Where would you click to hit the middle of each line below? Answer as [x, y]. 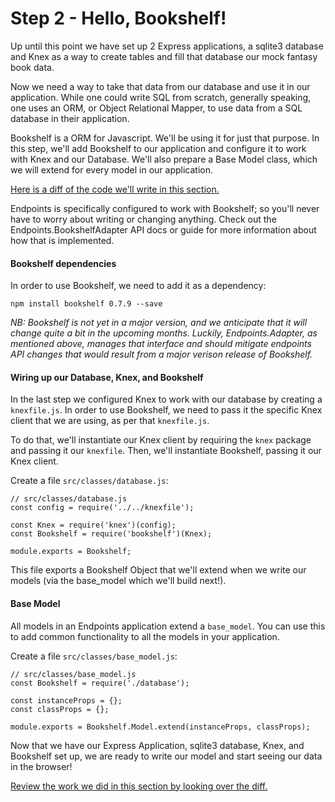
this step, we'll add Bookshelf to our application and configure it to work [158, 148]
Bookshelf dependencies [63, 263]
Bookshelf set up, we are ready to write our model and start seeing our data [166, 756]
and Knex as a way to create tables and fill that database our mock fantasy [164, 56]
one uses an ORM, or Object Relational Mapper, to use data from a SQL [156, 108]
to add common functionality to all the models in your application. [145, 636]
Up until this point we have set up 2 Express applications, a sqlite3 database [167, 46]
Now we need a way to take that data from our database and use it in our [160, 86]
